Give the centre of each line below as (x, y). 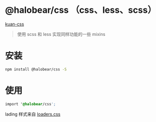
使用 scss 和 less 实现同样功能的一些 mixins (61, 34)
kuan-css (15, 24)
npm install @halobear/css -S (36, 69)
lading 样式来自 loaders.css (33, 114)
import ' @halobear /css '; (30, 104)
